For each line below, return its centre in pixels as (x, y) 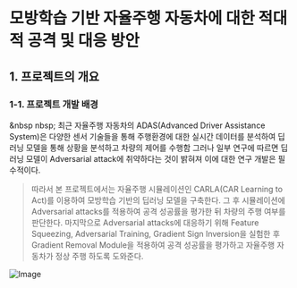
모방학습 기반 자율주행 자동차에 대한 (132, 18)
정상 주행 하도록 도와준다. (99, 256)
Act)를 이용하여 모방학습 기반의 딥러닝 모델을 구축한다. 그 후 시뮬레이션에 (158, 200)
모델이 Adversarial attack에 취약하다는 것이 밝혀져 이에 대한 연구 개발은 (151, 158)
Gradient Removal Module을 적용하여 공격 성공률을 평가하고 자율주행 (153, 245)
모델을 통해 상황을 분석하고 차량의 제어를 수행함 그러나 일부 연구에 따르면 (152, 148)
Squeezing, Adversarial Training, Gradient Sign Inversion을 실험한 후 (155, 233)
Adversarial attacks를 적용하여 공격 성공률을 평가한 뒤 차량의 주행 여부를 (158, 211)
